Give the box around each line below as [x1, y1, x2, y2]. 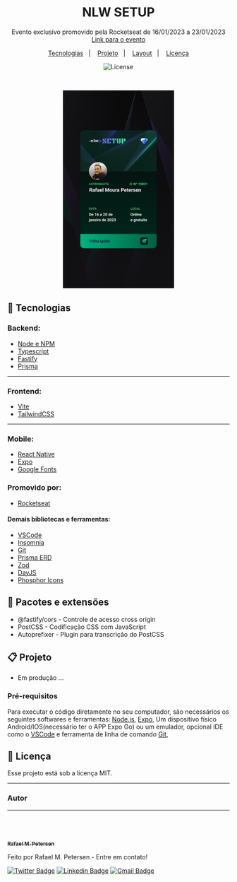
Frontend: [7, 386, 42, 396]
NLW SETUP [82, 4, 155, 20]
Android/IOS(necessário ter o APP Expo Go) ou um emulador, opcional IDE [7, 722, 224, 731]
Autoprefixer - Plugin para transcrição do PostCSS [17, 630, 164, 638]
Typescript [17, 347, 49, 355]
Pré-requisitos [7, 691, 58, 701]
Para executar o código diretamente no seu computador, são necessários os [7, 707, 229, 716]
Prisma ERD [17, 553, 52, 562]
